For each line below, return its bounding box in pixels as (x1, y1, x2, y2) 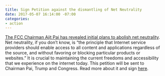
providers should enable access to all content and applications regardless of (5, 45, 160, 51)
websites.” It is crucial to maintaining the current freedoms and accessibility (5, 55, 159, 61)
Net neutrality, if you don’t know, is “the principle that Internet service (5, 40, 146, 46)
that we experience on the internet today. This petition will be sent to (5, 60, 144, 66)
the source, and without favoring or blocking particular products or (5, 50, 140, 56)
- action (5, 21, 23, 26)
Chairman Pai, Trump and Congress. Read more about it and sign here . (5, 66, 149, 72)
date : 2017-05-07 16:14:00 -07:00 (5, 12, 76, 17)
